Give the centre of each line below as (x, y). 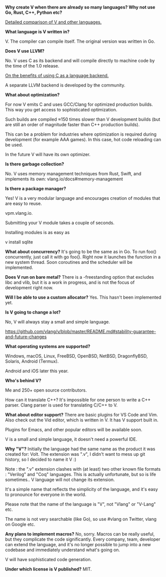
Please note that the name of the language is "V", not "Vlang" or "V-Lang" (81, 504)
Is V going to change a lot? (33, 312)
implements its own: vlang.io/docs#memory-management (64, 179)
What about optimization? (32, 95)
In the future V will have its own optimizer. (48, 154)
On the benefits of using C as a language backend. (57, 76)
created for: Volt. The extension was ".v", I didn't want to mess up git (75, 454)
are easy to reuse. (24, 204)
